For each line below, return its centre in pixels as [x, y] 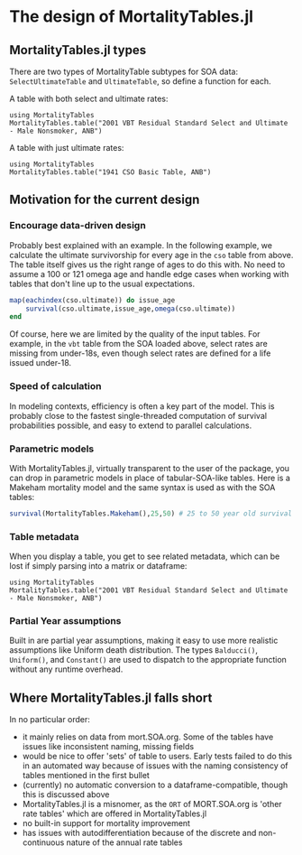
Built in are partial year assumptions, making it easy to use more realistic [144, 641]
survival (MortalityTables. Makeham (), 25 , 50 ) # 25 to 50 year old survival [151, 513]
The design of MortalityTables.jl [132, 17]
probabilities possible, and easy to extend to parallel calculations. [131, 425]
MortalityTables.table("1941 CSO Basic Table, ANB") [110, 172]
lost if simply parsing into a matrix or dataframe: [98, 566]
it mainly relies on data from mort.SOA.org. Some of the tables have [148, 737]
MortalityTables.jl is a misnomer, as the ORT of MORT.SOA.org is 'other [152, 804]
